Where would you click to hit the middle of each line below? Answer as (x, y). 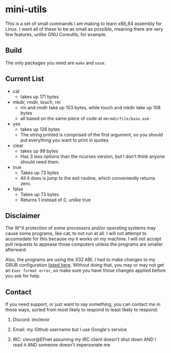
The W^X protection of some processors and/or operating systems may (81, 228)
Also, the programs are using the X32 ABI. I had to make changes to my (80, 260)
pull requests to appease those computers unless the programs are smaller (84, 244)
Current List (25, 79)
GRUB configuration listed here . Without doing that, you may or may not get (85, 265)
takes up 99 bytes (39, 151)
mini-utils (26, 9)
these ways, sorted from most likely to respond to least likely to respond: (82, 310)
